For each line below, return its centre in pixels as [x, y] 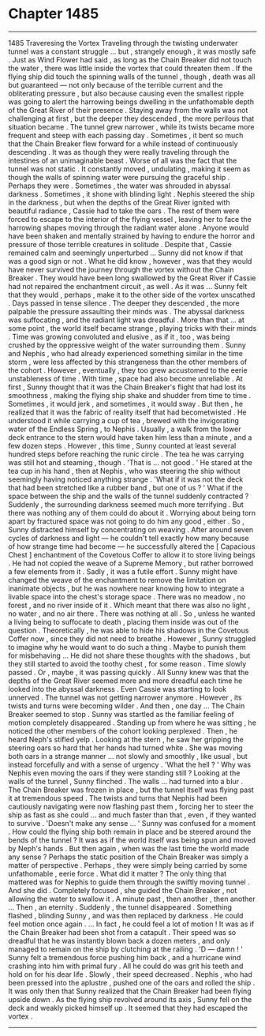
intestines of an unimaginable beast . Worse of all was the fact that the [123, 160]
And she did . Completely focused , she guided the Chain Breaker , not [123, 890]
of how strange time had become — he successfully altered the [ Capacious [132, 546]
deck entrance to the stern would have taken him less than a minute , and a [130, 437]
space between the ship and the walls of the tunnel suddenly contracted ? [129, 496]
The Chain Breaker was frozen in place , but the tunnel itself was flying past [131, 790]
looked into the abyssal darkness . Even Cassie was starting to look [118, 689]
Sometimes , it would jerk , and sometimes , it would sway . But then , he [125, 404]
